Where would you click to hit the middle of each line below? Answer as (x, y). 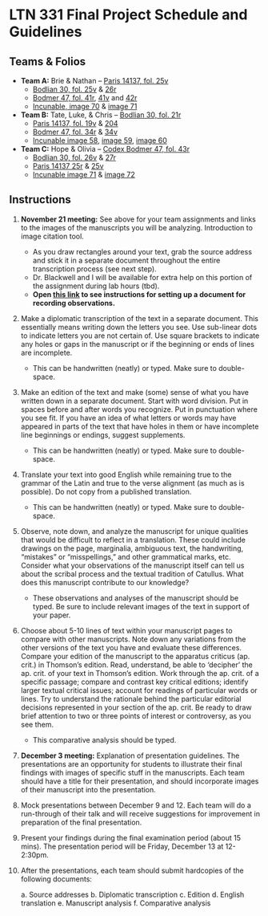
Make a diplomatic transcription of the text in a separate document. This (140, 318)
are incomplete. (46, 352)
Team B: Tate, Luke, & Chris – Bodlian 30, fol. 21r (101, 115)
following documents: (56, 879)
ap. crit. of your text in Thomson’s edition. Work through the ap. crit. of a (140, 673)
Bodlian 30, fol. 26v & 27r (74, 157)
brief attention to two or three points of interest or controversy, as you (136, 715)
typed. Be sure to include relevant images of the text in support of (141, 606)
